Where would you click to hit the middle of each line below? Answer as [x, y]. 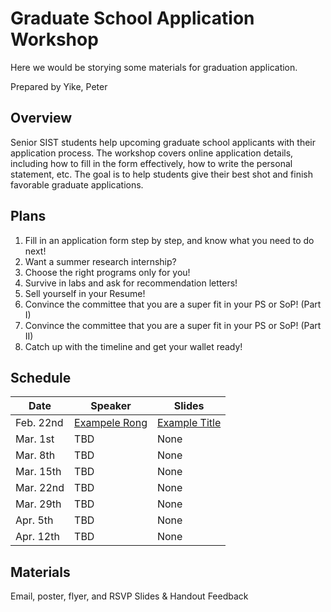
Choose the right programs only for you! [107, 272]
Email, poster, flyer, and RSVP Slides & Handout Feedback [129, 596]
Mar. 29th [38, 504]
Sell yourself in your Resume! [85, 293]
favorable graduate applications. [77, 184]
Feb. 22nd [39, 423]
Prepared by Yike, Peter [59, 86]
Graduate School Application [132, 18]
